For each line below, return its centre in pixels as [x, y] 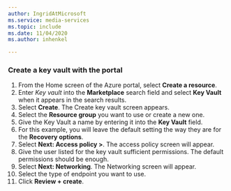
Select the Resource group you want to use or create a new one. [111, 115]
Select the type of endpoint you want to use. [82, 174]
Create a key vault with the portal [65, 70]
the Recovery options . [51, 137]
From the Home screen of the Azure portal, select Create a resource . [117, 85]
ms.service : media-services [49, 20]
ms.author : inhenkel [38, 40]
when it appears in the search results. [72, 100]
